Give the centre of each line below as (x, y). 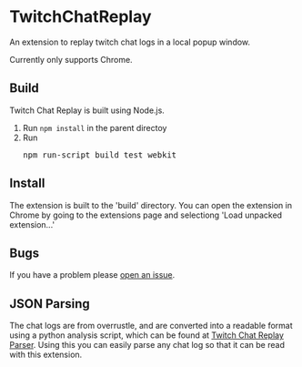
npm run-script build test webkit (100, 155)
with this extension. (46, 355)
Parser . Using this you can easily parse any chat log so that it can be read (147, 345)
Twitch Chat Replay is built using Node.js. (87, 110)
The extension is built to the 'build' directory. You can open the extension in (151, 205)
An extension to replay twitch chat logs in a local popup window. (130, 42)
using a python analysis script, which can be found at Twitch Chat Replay (147, 335)
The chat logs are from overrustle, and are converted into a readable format (151, 326)
